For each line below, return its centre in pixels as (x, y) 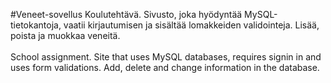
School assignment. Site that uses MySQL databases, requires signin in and (166, 57)
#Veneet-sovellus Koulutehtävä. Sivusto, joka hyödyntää (126, 14)
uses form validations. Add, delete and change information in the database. (165, 67)
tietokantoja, (36, 25)
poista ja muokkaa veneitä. (65, 35)
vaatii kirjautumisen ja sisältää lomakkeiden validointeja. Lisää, (191, 25)
